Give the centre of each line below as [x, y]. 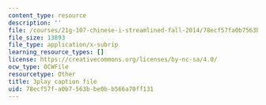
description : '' [35, 23]
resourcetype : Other [42, 74]
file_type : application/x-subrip [63, 45]
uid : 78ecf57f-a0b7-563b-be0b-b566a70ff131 [81, 89]
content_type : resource [47, 15]
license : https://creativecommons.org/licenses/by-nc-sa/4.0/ [113, 60]
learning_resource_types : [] [56, 52]
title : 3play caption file [53, 81]
